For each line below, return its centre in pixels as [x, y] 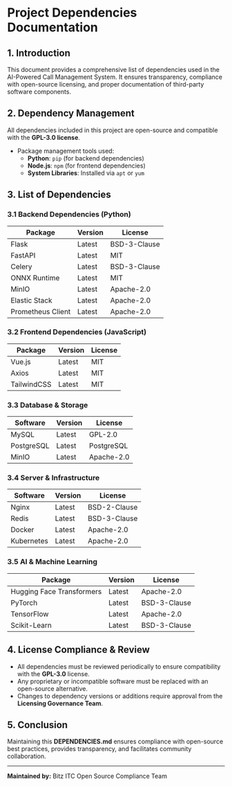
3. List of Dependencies [59, 195]
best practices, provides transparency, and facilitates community [99, 749]
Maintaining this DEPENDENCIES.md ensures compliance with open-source [115, 741]
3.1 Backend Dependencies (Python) [69, 215]
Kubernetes [29, 541]
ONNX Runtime [35, 278]
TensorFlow [30, 614]
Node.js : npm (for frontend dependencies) [87, 165]
